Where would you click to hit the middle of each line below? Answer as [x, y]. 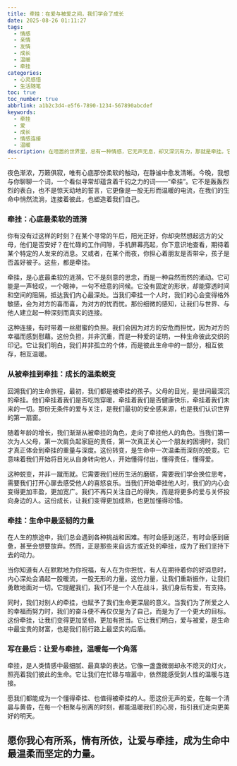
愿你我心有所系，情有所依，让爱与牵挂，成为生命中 [119, 740]
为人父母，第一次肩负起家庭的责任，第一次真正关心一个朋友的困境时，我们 [121, 441]
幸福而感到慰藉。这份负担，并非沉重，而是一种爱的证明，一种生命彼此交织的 [119, 337]
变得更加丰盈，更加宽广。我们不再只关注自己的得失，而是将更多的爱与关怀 [115, 491]
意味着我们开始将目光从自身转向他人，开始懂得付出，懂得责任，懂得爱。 [112, 459]
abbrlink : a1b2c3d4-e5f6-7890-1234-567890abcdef [80, 106]
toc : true [22, 92]
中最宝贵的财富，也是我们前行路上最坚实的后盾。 [78, 628]
